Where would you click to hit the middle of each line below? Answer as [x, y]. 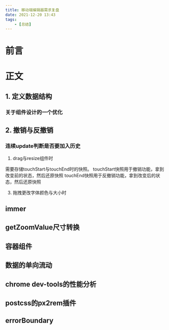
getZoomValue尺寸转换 [43, 227]
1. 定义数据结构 [29, 97]
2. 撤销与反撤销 [29, 130]
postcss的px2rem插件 [41, 303]
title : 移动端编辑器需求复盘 [32, 10]
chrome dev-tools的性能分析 [51, 284]
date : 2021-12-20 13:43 [31, 15]
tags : [11, 19]
